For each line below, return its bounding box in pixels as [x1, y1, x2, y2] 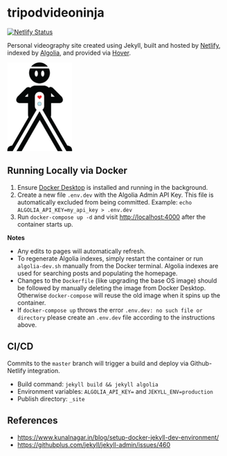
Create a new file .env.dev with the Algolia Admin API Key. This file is [17, 191, 214, 199]
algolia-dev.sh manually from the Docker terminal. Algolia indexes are [17, 261, 219, 270]
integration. [27, 366, 60, 375]
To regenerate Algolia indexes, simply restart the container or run [17, 254, 203, 263]
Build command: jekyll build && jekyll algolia [17, 380, 158, 388]
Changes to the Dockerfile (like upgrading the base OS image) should [17, 276, 217, 285]
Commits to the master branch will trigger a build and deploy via [7, 359, 189, 367]
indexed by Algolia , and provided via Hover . [7, 49, 131, 57]
